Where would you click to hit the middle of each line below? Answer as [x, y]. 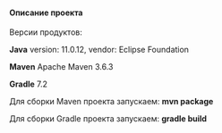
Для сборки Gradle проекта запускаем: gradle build [108, 119]
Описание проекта [46, 12]
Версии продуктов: [46, 32]
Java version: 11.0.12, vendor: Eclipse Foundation [99, 50]
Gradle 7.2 [28, 84]
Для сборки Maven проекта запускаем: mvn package [111, 102]
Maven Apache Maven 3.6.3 [61, 67]
